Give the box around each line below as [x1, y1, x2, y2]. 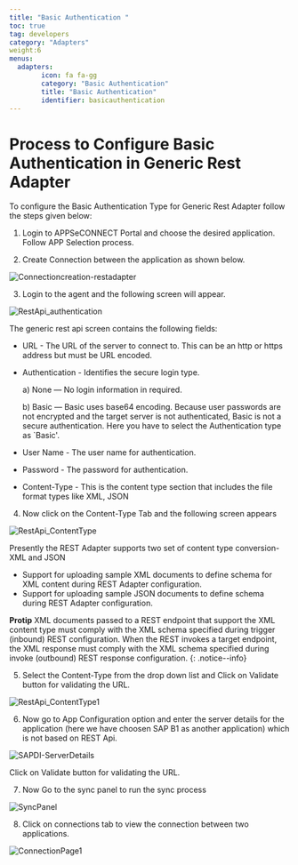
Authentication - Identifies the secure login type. [21, 367, 200, 378]
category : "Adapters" [9, 37, 90, 47]
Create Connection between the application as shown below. [21, 254, 246, 265]
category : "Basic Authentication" [41, 79, 169, 88]
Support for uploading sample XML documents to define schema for [21, 570, 273, 581]
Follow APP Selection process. [21, 237, 134, 248]
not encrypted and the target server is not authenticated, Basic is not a [21, 411, 282, 422]
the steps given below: [9, 211, 93, 221]
